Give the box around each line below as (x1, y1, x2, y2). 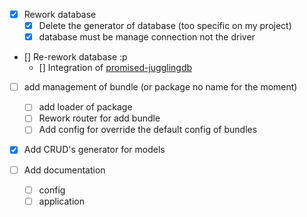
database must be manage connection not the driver (38, 31, 256, 43)
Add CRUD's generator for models (23, 144, 166, 156)
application (38, 195, 85, 207)
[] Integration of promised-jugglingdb (38, 62, 193, 74)
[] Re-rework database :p (23, 51, 128, 63)
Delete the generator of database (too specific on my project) (38, 20, 292, 32)
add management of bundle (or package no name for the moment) (23, 81, 298, 93)
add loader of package (38, 101, 133, 113)
